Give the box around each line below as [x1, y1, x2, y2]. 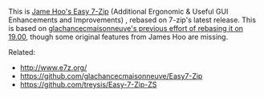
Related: [8, 48, 36, 56]
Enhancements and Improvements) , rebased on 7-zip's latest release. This [8, 15, 257, 25]
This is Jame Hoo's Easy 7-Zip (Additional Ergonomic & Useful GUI [8, 7, 229, 16]
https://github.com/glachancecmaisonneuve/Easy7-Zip [19, 72, 203, 80]
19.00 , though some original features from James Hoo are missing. [8, 32, 229, 41]
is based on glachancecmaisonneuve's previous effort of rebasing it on [8, 24, 243, 33]
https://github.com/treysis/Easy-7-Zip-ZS [19, 80, 157, 89]
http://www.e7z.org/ [19, 63, 87, 72]
